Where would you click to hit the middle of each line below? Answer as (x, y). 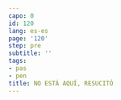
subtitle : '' (30, 53)
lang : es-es (28, 31)
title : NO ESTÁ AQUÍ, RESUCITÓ (61, 83)
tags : (17, 61)
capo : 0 (21, 16)
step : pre (25, 46)
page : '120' (28, 38)
